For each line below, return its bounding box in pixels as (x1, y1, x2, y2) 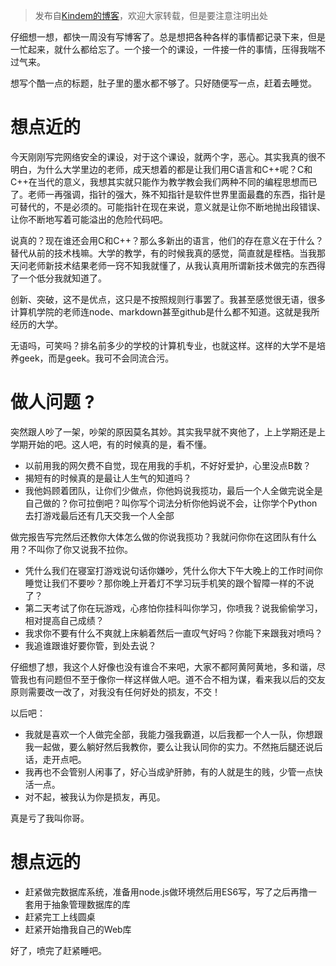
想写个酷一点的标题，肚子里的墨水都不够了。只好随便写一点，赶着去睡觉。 (10, 77, 317, 89)
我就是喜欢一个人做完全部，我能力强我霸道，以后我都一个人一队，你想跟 (24, 728, 323, 740)
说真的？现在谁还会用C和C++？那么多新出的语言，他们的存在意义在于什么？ (10, 234, 324, 246)
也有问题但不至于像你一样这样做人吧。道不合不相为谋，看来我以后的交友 (27, 673, 326, 685)
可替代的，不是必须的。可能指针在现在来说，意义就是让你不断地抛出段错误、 (10, 200, 326, 213)
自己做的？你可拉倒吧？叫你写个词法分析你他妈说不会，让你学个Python (24, 497, 318, 509)
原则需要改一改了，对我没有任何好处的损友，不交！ (10, 685, 221, 698)
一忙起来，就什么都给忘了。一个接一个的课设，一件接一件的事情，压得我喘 (10, 44, 317, 55)
